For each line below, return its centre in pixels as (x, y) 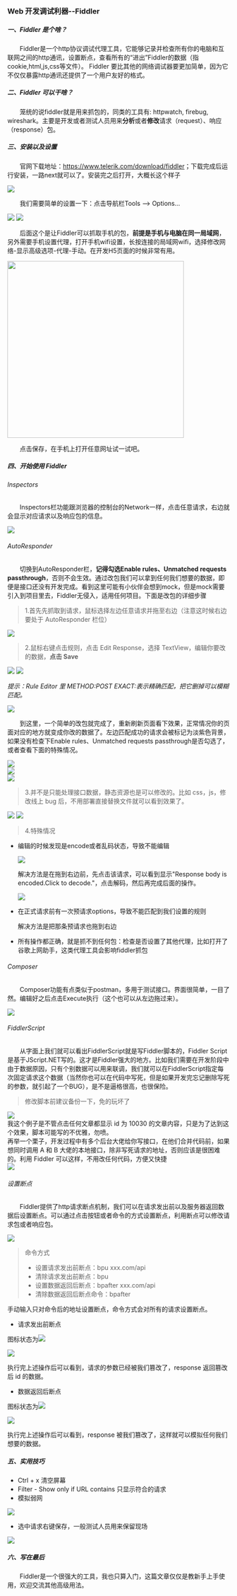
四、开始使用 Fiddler (37, 466)
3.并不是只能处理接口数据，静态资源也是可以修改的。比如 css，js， (122, 792)
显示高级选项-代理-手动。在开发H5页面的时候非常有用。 (98, 250)
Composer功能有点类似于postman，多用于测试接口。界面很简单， (116, 989)
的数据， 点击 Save (51, 657)
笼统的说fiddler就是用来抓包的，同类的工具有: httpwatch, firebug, (114, 112)
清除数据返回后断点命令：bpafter (83, 1294)
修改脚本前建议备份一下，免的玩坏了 (77, 1101)
